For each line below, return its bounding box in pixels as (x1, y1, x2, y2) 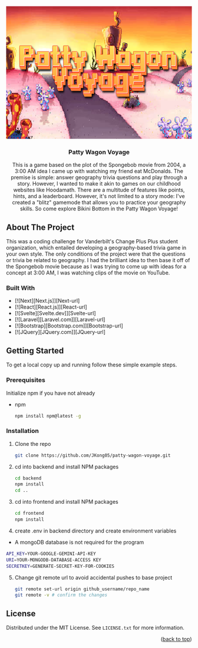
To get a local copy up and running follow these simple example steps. (6, 361, 177, 368)
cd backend (14, 475, 42, 481)
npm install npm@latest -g (14, 413, 81, 419)
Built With (6, 284, 35, 292)
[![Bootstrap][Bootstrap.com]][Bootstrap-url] (14, 322, 124, 329)
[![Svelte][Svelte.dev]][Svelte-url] (14, 310, 96, 317)
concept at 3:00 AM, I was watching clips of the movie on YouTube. (6, 269, 170, 276)
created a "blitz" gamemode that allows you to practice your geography (12, 199, 186, 206)
